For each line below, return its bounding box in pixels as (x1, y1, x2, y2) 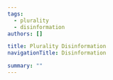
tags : (7, 10, 23, 18)
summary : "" (7, 62, 43, 69)
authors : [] (7, 30, 43, 38)
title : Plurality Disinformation (7, 43, 107, 50)
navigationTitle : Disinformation (7, 50, 107, 57)
